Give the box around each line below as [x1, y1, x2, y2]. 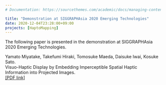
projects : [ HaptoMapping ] [5, 25, 58, 30]
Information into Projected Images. [5, 70, 76, 76]
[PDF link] [5, 75, 26, 81]
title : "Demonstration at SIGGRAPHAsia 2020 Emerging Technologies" [5, 16, 149, 21]
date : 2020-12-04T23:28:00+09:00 [5, 21, 74, 26]
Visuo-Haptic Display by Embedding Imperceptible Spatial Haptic [5, 64, 137, 70]
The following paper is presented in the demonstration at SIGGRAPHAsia [5, 39, 153, 45]
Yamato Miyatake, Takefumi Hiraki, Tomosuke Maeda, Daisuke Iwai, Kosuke [5, 54, 159, 60]
